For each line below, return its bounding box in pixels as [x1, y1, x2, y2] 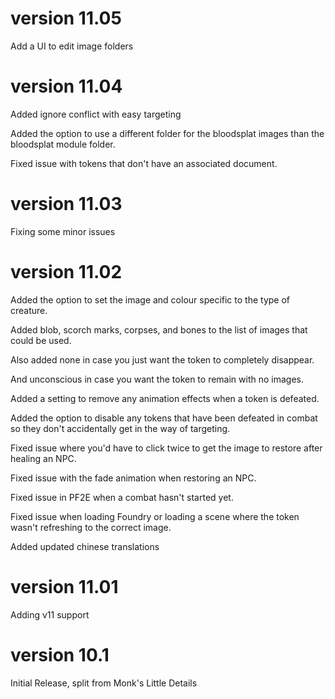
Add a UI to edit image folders [10, 40, 134, 52]
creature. [10, 304, 48, 316]
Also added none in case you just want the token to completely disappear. [10, 353, 315, 366]
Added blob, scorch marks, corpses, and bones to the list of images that [10, 323, 308, 336]
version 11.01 [10, 575, 119, 598]
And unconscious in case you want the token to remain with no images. [10, 373, 304, 385]
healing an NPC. [10, 452, 77, 464]
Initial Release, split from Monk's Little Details [10, 677, 198, 689]
